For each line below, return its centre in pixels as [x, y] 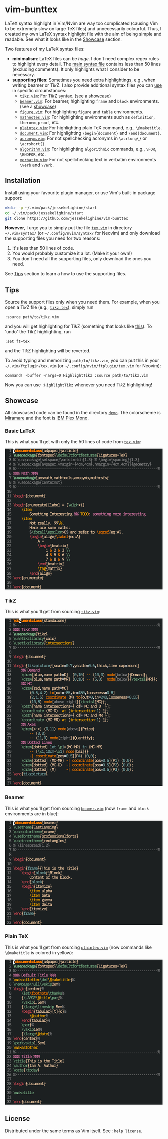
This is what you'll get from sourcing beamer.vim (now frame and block [77, 808]
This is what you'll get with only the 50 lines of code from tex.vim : [73, 442]
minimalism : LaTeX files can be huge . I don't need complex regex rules [86, 58]
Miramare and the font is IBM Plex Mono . [47, 418]
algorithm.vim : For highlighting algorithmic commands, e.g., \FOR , [88, 149]
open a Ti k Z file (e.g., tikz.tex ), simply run [49, 307]
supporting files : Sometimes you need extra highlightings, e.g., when [84, 80]
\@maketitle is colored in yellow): [39, 952]
